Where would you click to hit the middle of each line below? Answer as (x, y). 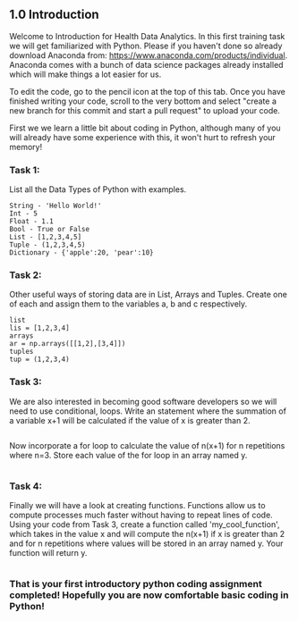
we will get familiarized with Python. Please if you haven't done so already (146, 46)
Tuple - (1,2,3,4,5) (48, 245)
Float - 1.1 (31, 222)
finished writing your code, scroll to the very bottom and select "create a (143, 101)
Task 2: (26, 275)
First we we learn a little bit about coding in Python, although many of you (145, 128)
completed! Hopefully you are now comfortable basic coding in (149, 595)
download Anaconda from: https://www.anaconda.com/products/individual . (149, 55)
